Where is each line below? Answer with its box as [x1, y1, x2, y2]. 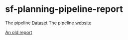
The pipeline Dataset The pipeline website [5, 20, 92, 26]
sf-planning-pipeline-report [5, 3, 123, 15]
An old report [5, 29, 32, 35]
